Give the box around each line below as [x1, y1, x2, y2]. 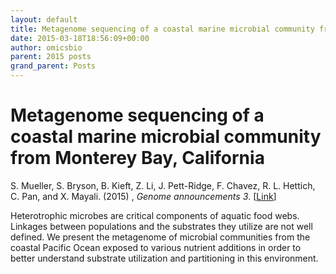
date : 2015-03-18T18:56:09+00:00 [10, 33, 150, 43]
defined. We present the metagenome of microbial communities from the [10, 231, 311, 243]
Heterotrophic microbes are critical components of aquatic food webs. [10, 209, 300, 221]
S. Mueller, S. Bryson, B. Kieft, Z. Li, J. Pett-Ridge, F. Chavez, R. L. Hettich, [10, 179, 316, 191]
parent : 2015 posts [10, 52, 92, 62]
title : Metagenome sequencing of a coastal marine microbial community [10, 24, 315, 34]
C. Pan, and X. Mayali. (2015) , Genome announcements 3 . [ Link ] [10, 190, 277, 202]
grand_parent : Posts [10, 61, 97, 71]
